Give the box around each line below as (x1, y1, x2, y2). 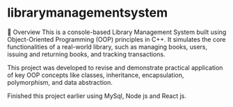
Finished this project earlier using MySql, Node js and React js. (7, 92, 186, 100)
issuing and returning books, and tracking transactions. (7, 50, 166, 58)
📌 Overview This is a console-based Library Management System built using (7, 28, 227, 36)
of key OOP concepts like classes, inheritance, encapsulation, (7, 71, 184, 79)
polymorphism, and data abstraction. (7, 78, 113, 86)
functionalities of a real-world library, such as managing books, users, (7, 42, 208, 51)
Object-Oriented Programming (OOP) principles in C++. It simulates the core (7, 35, 226, 43)
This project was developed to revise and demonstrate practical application (7, 63, 223, 72)
